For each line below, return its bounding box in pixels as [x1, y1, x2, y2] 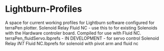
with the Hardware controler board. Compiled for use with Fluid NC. [5, 30, 141, 36]
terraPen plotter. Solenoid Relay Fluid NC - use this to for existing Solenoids [5, 25, 158, 30]
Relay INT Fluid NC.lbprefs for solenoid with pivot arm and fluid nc [5, 40, 139, 46]
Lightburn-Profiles [5, 3, 82, 15]
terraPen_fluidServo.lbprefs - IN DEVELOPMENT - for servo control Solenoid [5, 35, 159, 41]
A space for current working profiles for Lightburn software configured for [5, 20, 155, 25]
